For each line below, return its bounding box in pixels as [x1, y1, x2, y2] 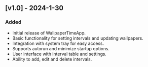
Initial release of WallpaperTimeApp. [12, 30, 86, 36]
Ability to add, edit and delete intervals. [12, 56, 92, 62]
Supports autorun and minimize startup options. [12, 45, 110, 51]
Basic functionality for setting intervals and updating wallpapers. [12, 35, 144, 41]
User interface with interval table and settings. [12, 51, 107, 57]
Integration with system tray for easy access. [12, 40, 104, 46]
